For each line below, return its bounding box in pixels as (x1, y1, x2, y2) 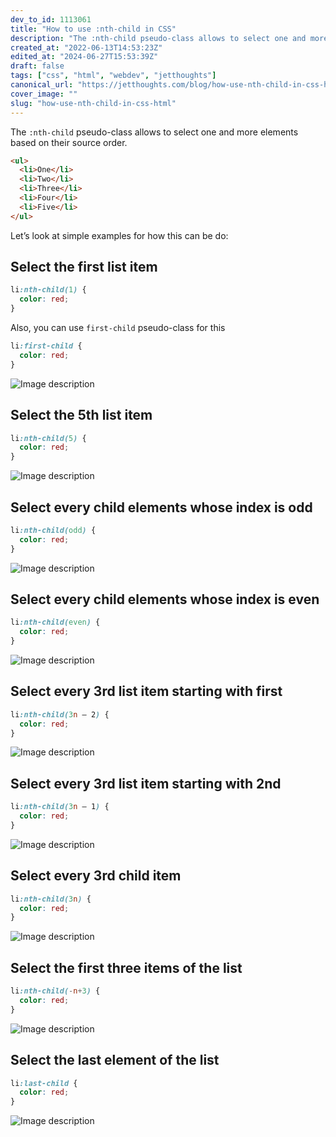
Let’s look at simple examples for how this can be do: (10, 229, 229, 241)
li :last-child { (10, 1078, 78, 1088)
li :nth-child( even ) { (10, 617, 101, 628)
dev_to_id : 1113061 (10, 14, 92, 25)
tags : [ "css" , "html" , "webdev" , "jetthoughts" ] (10, 71, 217, 81)
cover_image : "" (10, 89, 78, 99)
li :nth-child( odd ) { (10, 525, 97, 535)
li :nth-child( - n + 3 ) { (10, 986, 101, 996)
